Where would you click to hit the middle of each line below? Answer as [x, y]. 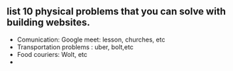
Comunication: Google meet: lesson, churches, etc [91, 39]
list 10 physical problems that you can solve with [116, 12]
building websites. [48, 23]
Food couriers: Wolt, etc [52, 54]
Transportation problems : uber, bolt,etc [75, 47]
